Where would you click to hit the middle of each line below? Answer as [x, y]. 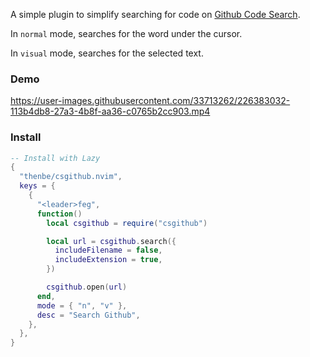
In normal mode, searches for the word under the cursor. [126, 33]
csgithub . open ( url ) [87, 287]
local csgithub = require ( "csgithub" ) [127, 223]
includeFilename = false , [108, 250]
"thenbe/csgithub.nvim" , [71, 177]
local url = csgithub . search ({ [111, 241]
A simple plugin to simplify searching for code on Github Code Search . [155, 14]
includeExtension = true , [108, 260]
